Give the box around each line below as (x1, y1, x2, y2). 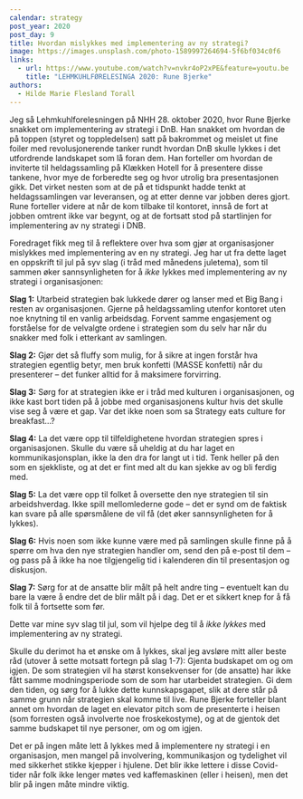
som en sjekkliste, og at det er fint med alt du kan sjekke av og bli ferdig (9, 461, 278, 472)
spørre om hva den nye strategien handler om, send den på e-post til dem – (9, 544, 291, 555)
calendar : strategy (9, 13, 83, 23)
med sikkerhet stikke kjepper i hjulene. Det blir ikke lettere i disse (9, 759, 251, 770)
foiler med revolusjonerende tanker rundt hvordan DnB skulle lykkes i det (9, 142, 281, 154)
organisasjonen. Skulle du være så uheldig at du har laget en (9, 442, 235, 453)
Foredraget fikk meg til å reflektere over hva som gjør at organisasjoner (9, 237, 274, 248)
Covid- (252, 759, 279, 770)
